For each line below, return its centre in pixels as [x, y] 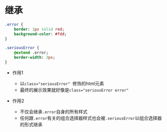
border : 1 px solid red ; [39, 29]
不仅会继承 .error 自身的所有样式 [54, 112]
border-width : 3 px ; [35, 58]
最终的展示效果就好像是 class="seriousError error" [74, 90]
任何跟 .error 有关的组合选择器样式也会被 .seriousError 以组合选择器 [91, 118]
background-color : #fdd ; [40, 34]
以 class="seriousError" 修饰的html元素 [62, 83]
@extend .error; [31, 53]
